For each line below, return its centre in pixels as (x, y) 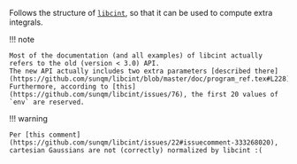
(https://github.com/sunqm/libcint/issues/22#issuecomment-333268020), (144, 143)
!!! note (22, 39)
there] (266, 71)
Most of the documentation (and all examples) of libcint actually (136, 56)
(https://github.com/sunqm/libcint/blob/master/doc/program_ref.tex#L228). (152, 79)
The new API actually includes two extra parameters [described (130, 71)
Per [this (27, 135)
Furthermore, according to (59, 87)
